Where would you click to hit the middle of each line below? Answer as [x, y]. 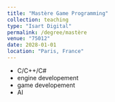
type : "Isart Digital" [39, 26]
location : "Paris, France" [46, 52]
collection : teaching [38, 20]
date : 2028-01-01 [32, 45]
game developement [46, 85]
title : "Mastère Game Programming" [58, 13]
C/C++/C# [31, 70]
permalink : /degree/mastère [47, 32]
